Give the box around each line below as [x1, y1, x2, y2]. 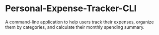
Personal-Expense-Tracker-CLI [5, 3, 137, 14]
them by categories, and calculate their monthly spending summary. [5, 24, 145, 30]
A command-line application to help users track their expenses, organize [5, 19, 154, 25]
